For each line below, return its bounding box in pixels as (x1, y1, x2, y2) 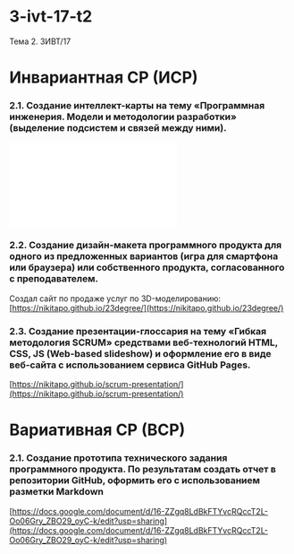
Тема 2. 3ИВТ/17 (9, 36, 71, 47)
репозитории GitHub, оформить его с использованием (9, 474, 261, 487)
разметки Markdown (9, 486, 105, 498)
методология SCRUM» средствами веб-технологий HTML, (9, 336, 279, 349)
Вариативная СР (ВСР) (9, 420, 186, 440)
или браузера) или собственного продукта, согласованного (9, 262, 285, 274)
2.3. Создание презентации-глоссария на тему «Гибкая (9, 325, 266, 337)
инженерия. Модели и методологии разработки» (9, 110, 237, 123)
